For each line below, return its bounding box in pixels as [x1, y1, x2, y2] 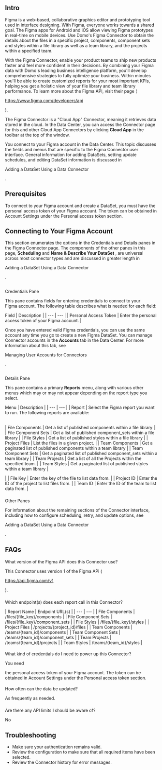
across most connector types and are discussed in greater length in [5, 255, 140, 262]
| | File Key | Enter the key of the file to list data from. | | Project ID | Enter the [5, 475, 158, 481]
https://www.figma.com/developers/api [5, 97, 84, 104]
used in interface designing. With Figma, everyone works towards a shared [5, 22, 155, 28]
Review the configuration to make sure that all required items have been [12, 749, 156, 755]
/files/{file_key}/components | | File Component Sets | [5, 614, 112, 620]
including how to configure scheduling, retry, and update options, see [5, 512, 144, 518]
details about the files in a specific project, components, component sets [5, 37, 150, 43]
